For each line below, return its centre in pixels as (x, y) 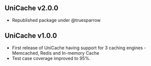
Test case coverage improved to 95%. (51, 58)
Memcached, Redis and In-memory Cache (55, 53)
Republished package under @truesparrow (56, 20)
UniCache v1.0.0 (31, 36)
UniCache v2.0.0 (31, 8)
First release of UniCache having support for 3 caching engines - (79, 48)
